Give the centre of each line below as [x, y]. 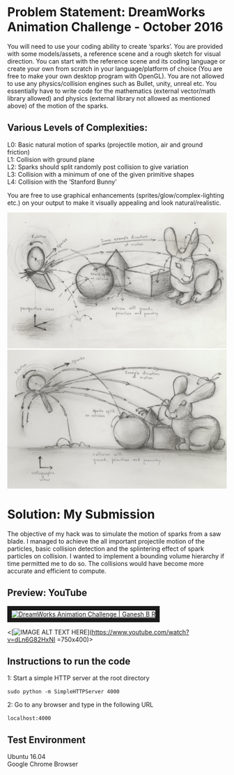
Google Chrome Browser [43, 764]
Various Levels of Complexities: [78, 128]
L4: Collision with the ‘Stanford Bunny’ [62, 182]
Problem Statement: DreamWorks [106, 12]
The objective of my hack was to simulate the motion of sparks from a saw [114, 534]
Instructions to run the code [69, 661]
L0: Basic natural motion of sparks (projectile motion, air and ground [105, 145]
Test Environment [46, 740]
